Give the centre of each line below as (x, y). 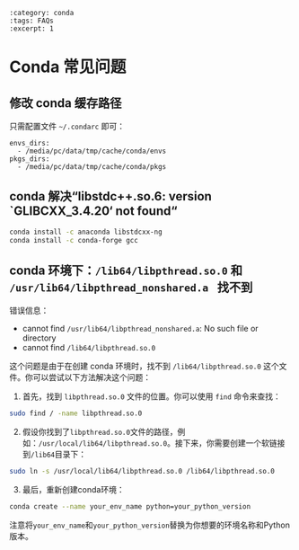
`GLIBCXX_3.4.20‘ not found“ (93, 211)
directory (39, 338)
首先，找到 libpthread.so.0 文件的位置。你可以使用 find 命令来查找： (151, 396)
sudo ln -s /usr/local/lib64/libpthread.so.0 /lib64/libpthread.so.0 (142, 472)
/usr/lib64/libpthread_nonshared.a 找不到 (131, 287)
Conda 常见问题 (68, 67)
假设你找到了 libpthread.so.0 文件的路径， (100, 432)
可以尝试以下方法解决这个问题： (92, 377)
